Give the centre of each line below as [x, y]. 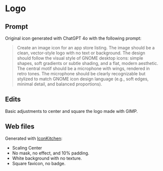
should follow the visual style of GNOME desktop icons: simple [80, 58]
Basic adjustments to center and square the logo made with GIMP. [71, 111]
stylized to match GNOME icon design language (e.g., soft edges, [83, 79]
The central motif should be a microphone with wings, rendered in [83, 68]
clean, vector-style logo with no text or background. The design [81, 53]
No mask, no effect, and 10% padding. [51, 153]
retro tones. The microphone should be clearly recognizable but [81, 74]
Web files [20, 127]
